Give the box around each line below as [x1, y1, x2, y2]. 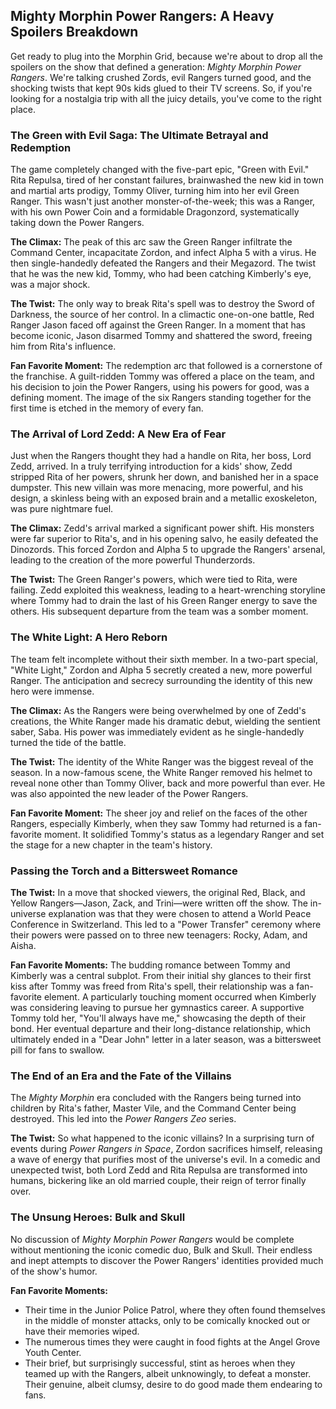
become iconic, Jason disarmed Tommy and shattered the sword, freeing [10, 330, 313, 342]
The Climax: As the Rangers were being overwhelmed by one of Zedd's [10, 704, 307, 716]
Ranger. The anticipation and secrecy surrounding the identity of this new [10, 674, 313, 686]
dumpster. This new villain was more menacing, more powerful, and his [10, 482, 304, 494]
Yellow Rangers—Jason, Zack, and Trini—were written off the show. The [10, 897, 308, 909]
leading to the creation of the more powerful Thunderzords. [10, 554, 256, 566]
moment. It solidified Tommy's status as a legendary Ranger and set [43, 828, 325, 840]
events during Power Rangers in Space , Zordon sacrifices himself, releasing [10, 1143, 323, 1155]
